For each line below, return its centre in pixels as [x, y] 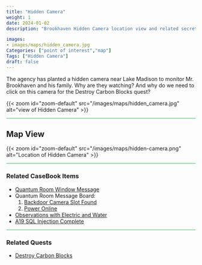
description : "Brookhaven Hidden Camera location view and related [93, 29]
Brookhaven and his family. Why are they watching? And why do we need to [100, 85]
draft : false [23, 62]
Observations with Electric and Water [61, 215]
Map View [26, 134]
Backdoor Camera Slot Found [60, 202]
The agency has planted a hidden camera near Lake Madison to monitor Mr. [100, 79]
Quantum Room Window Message [57, 189]
